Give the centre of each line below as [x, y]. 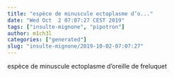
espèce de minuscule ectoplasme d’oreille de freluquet [87, 66]
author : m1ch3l [30, 33]
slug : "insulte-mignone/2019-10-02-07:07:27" [75, 46]
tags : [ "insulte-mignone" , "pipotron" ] [66, 27]
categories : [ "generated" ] [47, 40]
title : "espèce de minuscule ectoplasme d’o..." [80, 14]
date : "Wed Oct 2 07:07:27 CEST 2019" [66, 20]
